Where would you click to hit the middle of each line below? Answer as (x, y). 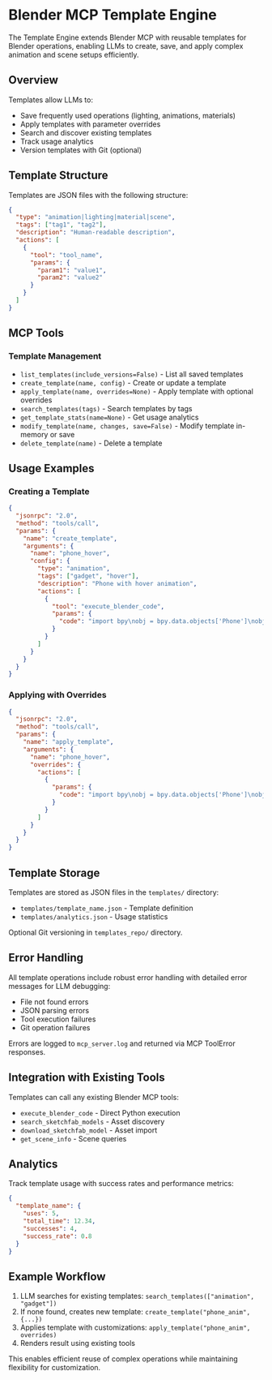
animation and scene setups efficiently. (74, 54)
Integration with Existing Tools (87, 1078)
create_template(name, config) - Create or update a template (123, 382)
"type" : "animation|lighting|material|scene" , (96, 217)
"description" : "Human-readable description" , (96, 233)
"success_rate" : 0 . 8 (57, 1236)
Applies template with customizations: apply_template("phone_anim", (135, 1327)
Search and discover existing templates (86, 132)
